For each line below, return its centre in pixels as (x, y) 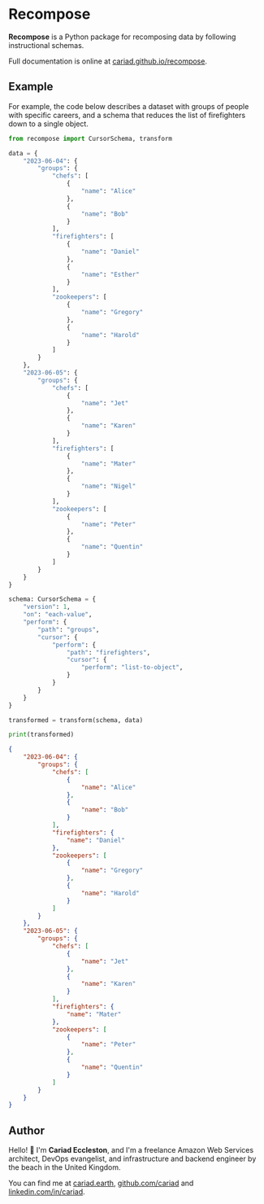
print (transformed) (41, 735)
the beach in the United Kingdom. (65, 1167)
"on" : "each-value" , (58, 615)
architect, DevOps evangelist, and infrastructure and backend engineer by (132, 1159)
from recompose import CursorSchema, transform (91, 138)
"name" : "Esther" (110, 274)
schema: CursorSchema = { (52, 599)
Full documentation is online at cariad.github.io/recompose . (108, 61)
